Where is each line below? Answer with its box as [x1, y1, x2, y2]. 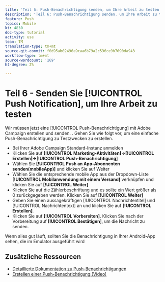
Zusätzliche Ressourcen [5, 252, 81, 261]
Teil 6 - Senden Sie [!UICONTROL [5, 88, 142, 99]
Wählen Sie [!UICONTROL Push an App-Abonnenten [12, 161, 120, 167]
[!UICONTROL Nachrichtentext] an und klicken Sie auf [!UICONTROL [12, 203, 151, 209]
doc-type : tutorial [5, 30, 45, 35]
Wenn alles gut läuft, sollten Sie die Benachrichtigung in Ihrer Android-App [5, 233, 156, 239]
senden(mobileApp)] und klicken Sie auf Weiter [12, 166, 110, 172]
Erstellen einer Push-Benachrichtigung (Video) [12, 271, 107, 277]
